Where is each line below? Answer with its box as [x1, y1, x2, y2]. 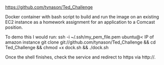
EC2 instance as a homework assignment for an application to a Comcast [5, 19, 155, 25]
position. [5, 24, 23, 30]
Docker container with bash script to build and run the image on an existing [5, 14, 159, 19]
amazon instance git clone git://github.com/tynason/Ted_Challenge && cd [5, 39, 156, 45]
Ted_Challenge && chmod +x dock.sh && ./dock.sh [5, 45, 109, 50]
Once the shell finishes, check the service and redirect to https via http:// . [5, 54, 156, 60]
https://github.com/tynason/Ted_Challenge [5, 4, 93, 10]
